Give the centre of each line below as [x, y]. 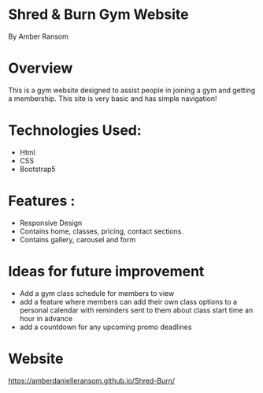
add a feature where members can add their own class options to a [128, 301]
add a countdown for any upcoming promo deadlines [106, 327]
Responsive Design [51, 223]
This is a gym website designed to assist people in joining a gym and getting [132, 90]
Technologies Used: [75, 131]
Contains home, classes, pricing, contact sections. [101, 231]
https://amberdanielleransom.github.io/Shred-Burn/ [92, 380]
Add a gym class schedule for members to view [97, 293]
